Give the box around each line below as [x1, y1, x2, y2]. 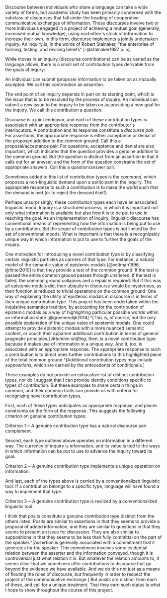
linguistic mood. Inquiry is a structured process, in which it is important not [5, 205, 158, 210]
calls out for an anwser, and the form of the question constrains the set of [5, 159, 156, 165]
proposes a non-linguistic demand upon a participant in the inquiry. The [5, 179, 152, 185]
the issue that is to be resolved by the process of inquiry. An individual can [5, 96, 158, 102]
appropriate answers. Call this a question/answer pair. [5, 164, 116, 170]
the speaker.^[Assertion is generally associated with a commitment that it [5, 539, 155, 545]
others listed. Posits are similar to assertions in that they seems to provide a [5, 518, 160, 524]
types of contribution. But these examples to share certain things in [5, 382, 143, 388]
